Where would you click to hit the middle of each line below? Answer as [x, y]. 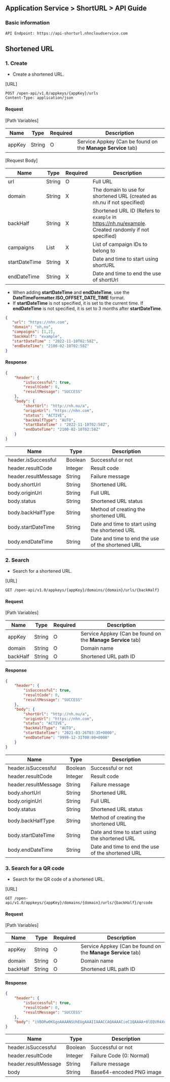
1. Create [16, 63]
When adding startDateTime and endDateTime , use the [71, 292]
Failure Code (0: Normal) [120, 1056]
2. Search [17, 560]
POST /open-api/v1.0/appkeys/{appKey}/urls [52, 93]
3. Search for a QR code [35, 868]
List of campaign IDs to [120, 244]
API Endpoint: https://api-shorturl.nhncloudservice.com [67, 33]
